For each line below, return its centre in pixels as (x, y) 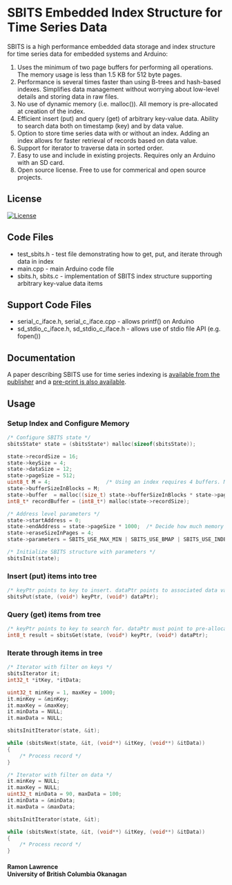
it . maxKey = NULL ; (33, 788)
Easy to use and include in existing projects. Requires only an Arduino (116, 155)
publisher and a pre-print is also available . (67, 382)
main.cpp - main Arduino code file (66, 269)
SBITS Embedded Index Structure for (115, 13)
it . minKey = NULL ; (33, 781)
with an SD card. (41, 162)
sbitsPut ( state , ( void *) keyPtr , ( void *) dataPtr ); (83, 596)
